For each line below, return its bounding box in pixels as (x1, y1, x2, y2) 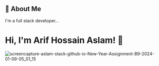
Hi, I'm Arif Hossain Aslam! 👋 (5, 35, 124, 46)
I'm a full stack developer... (5, 17, 59, 23)
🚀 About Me (5, 5, 41, 13)
